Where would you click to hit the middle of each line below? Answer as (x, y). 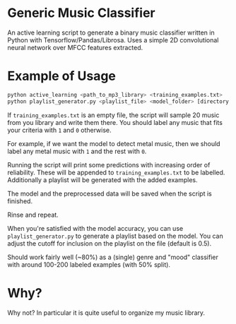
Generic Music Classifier (81, 13)
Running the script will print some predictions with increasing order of (109, 164)
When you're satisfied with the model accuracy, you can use (95, 228)
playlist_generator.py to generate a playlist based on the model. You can (116, 236)
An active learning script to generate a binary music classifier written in (111, 32)
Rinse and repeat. (33, 215)
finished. (20, 201)
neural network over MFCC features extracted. (75, 47)
